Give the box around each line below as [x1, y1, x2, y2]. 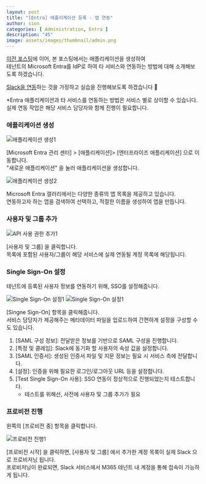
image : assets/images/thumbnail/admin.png [6, 37, 116, 43]
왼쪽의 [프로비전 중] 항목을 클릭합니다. [6, 422, 97, 429]
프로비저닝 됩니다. [12, 456, 56, 463]
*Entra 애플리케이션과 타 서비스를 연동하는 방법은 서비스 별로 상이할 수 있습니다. [6, 96, 198, 104]
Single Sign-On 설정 [6, 267, 66, 276]
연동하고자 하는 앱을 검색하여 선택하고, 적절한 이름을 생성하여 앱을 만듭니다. [6, 198, 186, 205]
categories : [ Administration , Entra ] [6, 26, 109, 32]
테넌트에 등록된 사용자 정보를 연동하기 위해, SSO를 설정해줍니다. [6, 282, 160, 290]
